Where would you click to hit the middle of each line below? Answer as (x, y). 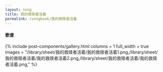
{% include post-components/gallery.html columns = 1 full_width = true (77, 46)
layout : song (18, 10)
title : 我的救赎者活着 (26, 14)
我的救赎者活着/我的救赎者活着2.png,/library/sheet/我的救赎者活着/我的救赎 (81, 58)
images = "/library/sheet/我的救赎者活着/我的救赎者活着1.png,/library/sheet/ (81, 52)
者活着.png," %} (21, 64)
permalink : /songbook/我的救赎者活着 (41, 19)
